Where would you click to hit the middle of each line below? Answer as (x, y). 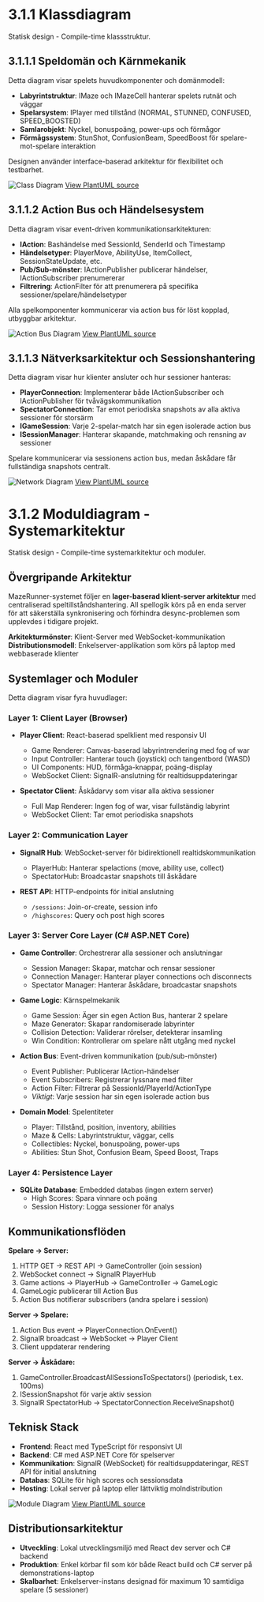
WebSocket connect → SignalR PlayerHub (87, 1274)
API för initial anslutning (58, 1472)
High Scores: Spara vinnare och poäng (94, 1198)
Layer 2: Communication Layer (68, 835)
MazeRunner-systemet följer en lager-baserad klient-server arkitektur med (132, 596)
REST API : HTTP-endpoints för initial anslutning (97, 891)
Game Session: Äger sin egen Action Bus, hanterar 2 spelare (130, 1015)
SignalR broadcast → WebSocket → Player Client (99, 1338)
